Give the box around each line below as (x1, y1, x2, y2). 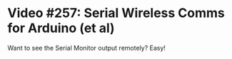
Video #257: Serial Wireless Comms (7, 5, 225, 21)
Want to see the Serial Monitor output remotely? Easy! (7, 43, 166, 52)
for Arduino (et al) (7, 20, 116, 36)
